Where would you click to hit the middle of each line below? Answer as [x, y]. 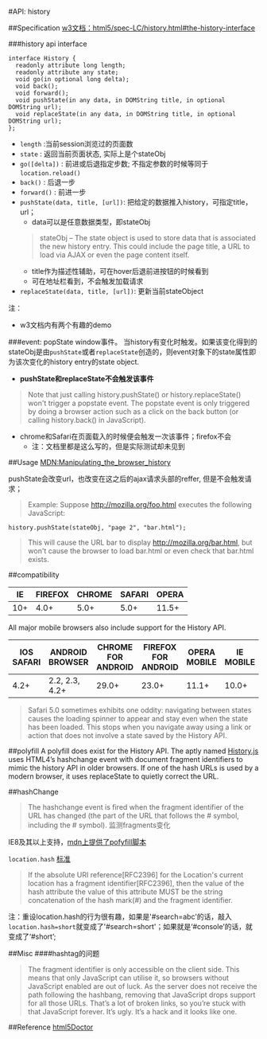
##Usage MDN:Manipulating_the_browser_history [89, 462]
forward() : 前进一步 [53, 192]
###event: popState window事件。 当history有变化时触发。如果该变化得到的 [133, 342]
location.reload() [50, 174]
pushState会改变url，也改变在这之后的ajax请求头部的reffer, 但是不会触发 [126, 478]
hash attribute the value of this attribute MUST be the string [125, 892]
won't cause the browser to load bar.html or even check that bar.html [141, 551]
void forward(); [42, 93]
